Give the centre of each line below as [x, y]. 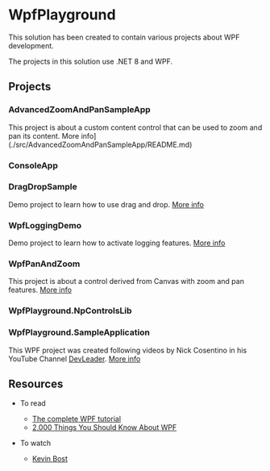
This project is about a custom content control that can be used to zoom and [135, 127]
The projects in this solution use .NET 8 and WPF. [91, 61]
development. [31, 45]
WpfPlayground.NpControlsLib [70, 311]
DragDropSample [43, 187]
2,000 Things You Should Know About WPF [104, 427]
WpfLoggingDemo [45, 225]
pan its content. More [44, 135]
